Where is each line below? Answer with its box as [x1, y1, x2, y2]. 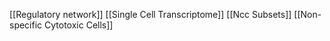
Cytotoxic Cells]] [44, 19, 114, 31]
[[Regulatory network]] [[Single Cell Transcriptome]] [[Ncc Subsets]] [9, 9, 292, 20]
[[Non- [293, 9, 322, 20]
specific [9, 19, 43, 31]
